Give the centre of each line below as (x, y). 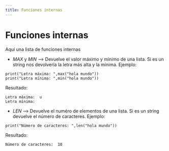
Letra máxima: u (24, 97)
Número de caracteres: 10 (34, 144)
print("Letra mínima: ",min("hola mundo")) (52, 78)
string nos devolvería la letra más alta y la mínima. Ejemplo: (75, 65)
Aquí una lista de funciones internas (43, 49)
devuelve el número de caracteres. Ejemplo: (59, 116)
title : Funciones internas (34, 10)
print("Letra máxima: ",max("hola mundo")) (52, 74)
